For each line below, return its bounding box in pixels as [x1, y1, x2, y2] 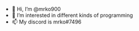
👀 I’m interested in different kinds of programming [11, 12, 133, 19]
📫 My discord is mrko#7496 [11, 18, 82, 25]
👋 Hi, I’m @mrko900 [11, 6, 61, 12]
